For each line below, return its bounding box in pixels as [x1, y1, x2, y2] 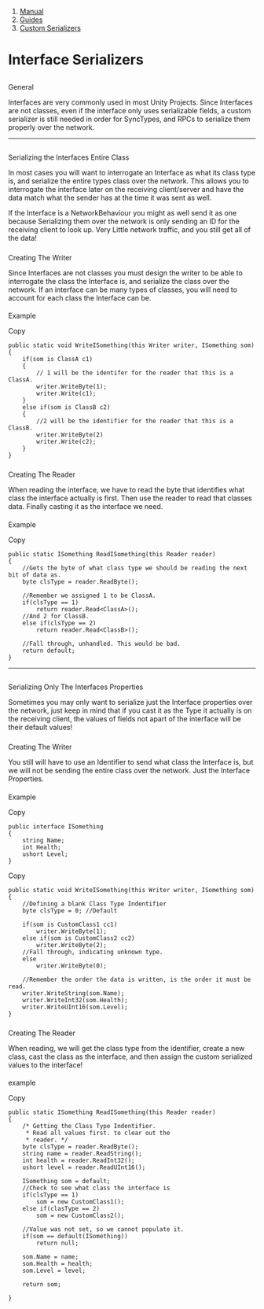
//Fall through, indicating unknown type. [22, 948, 163, 956]
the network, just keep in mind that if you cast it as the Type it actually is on [8, 706, 252, 715]
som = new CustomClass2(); [36, 1211, 125, 1220]
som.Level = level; [22, 1267, 86, 1275]
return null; [36, 1239, 79, 1248]
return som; [22, 1281, 61, 1289]
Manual [19, 7, 45, 16]
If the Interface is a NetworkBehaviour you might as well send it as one [8, 208, 237, 217]
